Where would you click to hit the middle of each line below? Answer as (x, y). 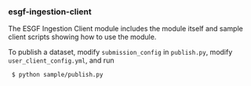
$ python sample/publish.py (57, 75)
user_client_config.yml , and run (61, 60)
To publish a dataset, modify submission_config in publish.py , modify (120, 52)
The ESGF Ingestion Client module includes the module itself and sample (125, 29)
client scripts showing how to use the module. (82, 37)
